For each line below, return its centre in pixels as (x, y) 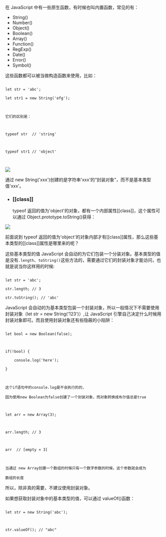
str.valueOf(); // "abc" (31, 530)
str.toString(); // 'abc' (32, 298)
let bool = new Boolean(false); (39, 334)
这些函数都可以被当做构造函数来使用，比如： (51, 76)
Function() (23, 44)
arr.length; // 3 (23, 432)
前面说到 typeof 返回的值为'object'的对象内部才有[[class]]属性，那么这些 (80, 237)
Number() (22, 23)
